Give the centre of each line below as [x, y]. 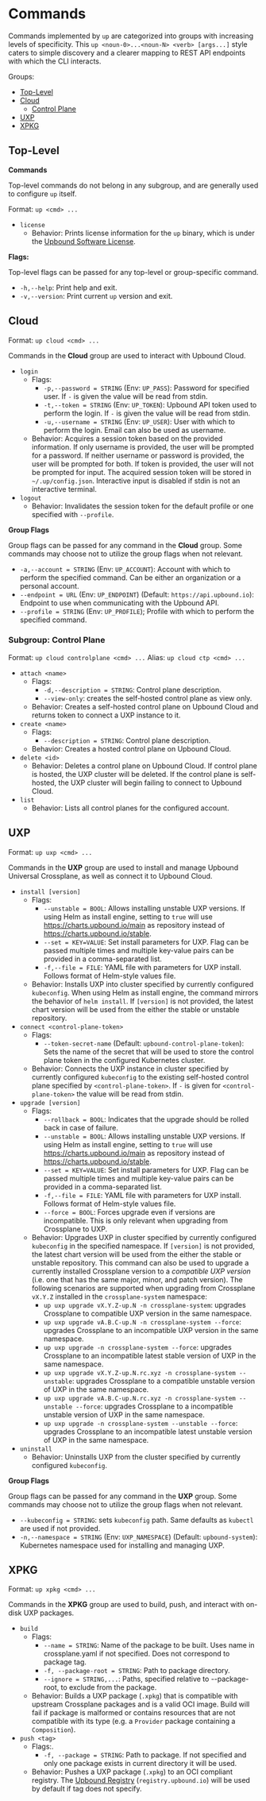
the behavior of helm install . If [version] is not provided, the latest [143, 1001]
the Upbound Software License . [84, 241]
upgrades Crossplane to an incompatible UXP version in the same [151, 1330]
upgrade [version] [50, 1103]
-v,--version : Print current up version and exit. [96, 296]
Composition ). [54, 1730]
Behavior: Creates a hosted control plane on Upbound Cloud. [131, 748]
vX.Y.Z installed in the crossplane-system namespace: [120, 1297]
